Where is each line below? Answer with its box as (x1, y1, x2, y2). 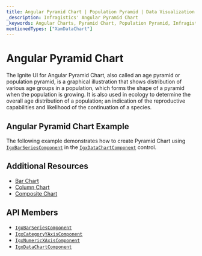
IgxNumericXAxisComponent (14, 237, 80, 243)
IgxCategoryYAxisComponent (14, 231, 83, 237)
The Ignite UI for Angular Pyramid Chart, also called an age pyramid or (6, 72, 180, 79)
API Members (6, 208, 58, 218)
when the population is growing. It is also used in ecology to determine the (6, 91, 191, 98)
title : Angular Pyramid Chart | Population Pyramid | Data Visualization (6, 8, 195, 15)
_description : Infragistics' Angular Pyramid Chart (6, 14, 138, 21)
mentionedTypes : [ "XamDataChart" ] (6, 25, 93, 32)
